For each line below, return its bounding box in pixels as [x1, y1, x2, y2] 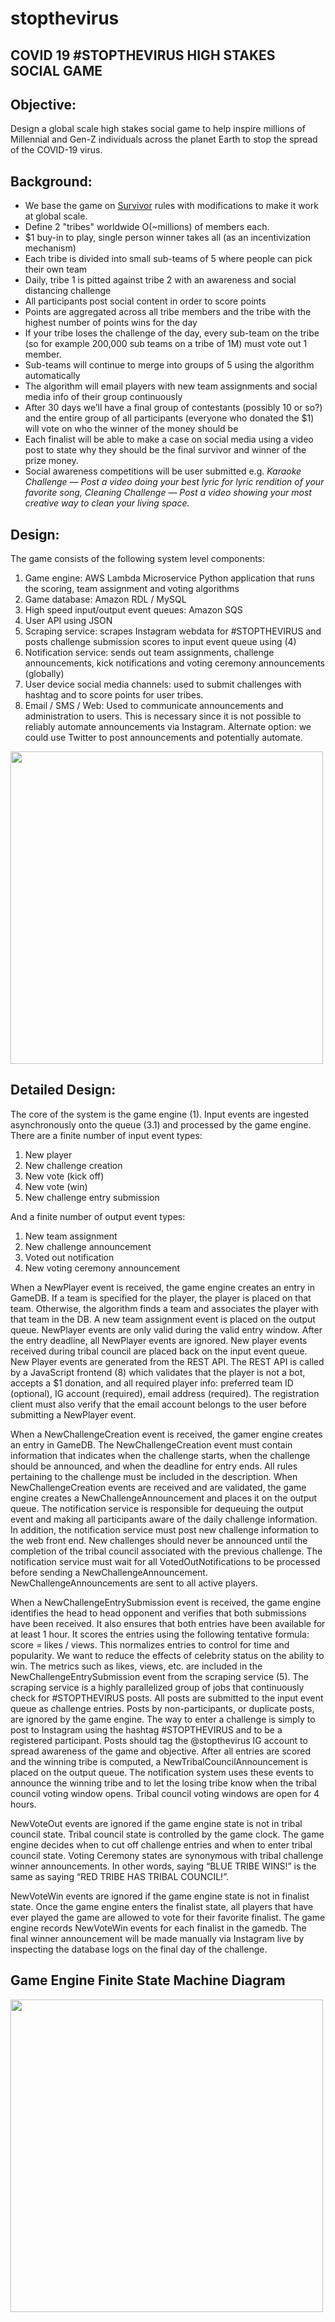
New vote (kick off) [24, 1170, 105, 1182]
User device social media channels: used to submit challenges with [24, 678, 302, 691]
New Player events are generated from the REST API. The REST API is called [10, 1355, 325, 1367]
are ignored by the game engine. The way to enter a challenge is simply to [10, 1713, 316, 1725]
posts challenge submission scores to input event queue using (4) [24, 636, 297, 648]
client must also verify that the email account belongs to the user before [10, 1398, 307, 1410]
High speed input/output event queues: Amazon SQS [24, 604, 243, 616]
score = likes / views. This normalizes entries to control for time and [10, 1638, 290, 1651]
